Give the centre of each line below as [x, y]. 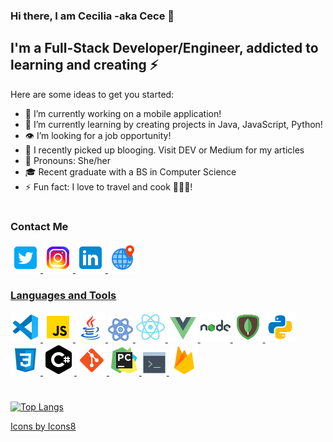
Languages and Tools [63, 296]
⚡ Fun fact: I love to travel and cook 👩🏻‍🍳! [108, 186]
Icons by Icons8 [43, 426]
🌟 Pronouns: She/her [68, 160]
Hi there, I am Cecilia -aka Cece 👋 [92, 16]
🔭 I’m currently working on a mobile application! [123, 113]
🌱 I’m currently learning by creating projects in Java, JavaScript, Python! [173, 124]
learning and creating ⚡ [84, 65]
